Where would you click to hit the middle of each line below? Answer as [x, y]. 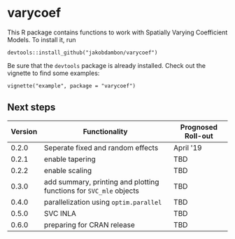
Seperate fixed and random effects [101, 147]
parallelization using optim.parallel [103, 202]
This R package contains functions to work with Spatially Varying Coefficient [117, 32]
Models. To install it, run [42, 39]
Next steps [31, 108]
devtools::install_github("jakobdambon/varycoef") [83, 53]
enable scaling [68, 170]
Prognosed [199, 127]
